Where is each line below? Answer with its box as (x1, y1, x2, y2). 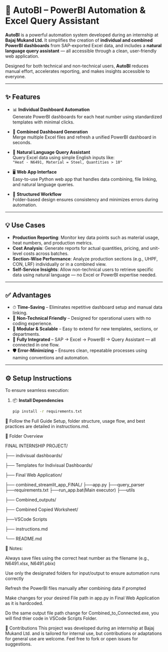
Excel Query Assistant (5, 15, 99, 27)
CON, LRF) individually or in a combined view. (12, 261, 106, 267)
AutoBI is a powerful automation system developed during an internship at (5, 32, 158, 38)
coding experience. (12, 321, 52, 327)
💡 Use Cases (5, 221, 46, 230)
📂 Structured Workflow (12, 191, 61, 197)
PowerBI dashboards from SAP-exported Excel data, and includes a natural (5, 42, 162, 48)
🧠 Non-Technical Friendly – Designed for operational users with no (12, 315, 151, 321)
